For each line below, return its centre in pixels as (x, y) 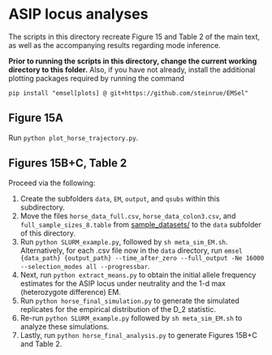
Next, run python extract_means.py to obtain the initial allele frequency (138, 275)
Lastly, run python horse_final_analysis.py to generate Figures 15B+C (139, 335)
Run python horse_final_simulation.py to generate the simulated (130, 301)
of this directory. (47, 233)
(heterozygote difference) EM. (71, 292)
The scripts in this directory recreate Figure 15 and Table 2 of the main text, (134, 37)
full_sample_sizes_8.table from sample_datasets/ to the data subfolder (141, 224)
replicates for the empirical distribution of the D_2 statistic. (118, 309)
